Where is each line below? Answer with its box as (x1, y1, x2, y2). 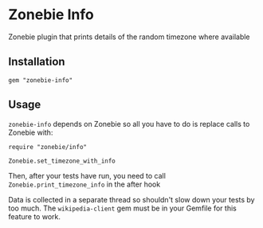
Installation (8, 55, 65, 69)
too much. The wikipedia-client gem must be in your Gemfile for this (8, 203, 237, 213)
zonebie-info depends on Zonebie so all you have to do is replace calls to (8, 119, 250, 128)
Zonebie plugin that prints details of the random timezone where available (8, 32, 250, 41)
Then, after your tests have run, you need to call (8, 171, 166, 180)
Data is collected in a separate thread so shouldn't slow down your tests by (8, 195, 255, 204)
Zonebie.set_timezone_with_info (8, 157, 116, 165)
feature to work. (8, 211, 61, 221)
